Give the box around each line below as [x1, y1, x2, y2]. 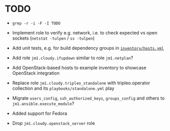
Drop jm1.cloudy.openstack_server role [12, 120, 95, 126]
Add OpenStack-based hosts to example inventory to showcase [12, 64, 147, 71]
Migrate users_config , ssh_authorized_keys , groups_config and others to [12, 95, 165, 101]
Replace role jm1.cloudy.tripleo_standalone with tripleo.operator [12, 80, 151, 86]
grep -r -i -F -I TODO [12, 21, 61, 26]
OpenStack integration [12, 70, 60, 76]
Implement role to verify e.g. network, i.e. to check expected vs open [12, 29, 158, 36]
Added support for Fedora [12, 110, 67, 116]
